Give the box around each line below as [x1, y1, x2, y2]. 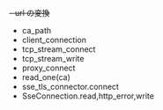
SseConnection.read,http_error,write [21, 91, 154, 101]
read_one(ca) [21, 72, 70, 82]
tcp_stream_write [21, 54, 85, 63]
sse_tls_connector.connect [21, 82, 119, 92]
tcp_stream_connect [21, 44, 96, 55]
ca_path [21, 26, 52, 35]
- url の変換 [9, 8, 50, 18]
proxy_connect [21, 62, 76, 73]
